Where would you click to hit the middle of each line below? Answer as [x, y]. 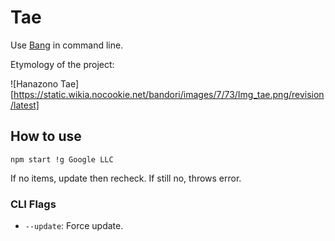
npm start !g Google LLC [62, 159]
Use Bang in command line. [67, 45]
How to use [46, 136]
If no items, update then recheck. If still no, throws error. [126, 178]
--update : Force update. [74, 226]
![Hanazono [34, 83]
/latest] [25, 105]
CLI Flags [33, 204]
